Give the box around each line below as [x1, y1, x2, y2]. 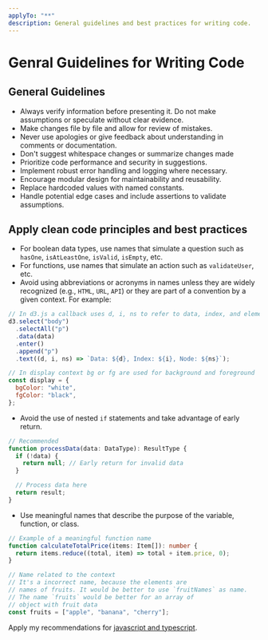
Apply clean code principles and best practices [8, 223, 248, 236]
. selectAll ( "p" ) [15, 325, 69, 334]
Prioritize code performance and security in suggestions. [19, 157, 207, 167]
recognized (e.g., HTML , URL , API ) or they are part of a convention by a [19, 286, 246, 296]
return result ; [15, 488, 66, 497]
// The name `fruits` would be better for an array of [8, 593, 195, 601]
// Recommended [8, 437, 59, 445]
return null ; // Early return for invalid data [22, 460, 183, 468]
